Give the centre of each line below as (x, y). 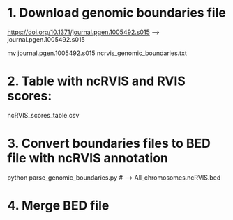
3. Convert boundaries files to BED (109, 143)
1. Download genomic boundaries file (117, 13)
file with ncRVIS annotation (88, 158)
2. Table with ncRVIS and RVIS (97, 81)
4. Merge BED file (58, 205)
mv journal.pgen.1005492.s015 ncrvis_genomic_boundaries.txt (97, 53)
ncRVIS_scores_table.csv (43, 115)
